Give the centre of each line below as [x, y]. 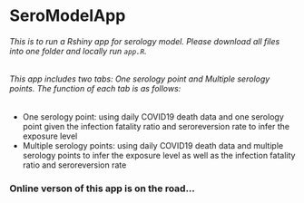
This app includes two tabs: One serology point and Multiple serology [140, 79]
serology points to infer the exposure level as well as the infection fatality [159, 155]
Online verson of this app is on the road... [102, 188]
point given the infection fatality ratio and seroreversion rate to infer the [156, 126]
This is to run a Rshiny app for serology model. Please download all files [145, 41]
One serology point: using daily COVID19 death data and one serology [153, 117]
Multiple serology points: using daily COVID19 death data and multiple [153, 145]
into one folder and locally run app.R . [78, 51]
